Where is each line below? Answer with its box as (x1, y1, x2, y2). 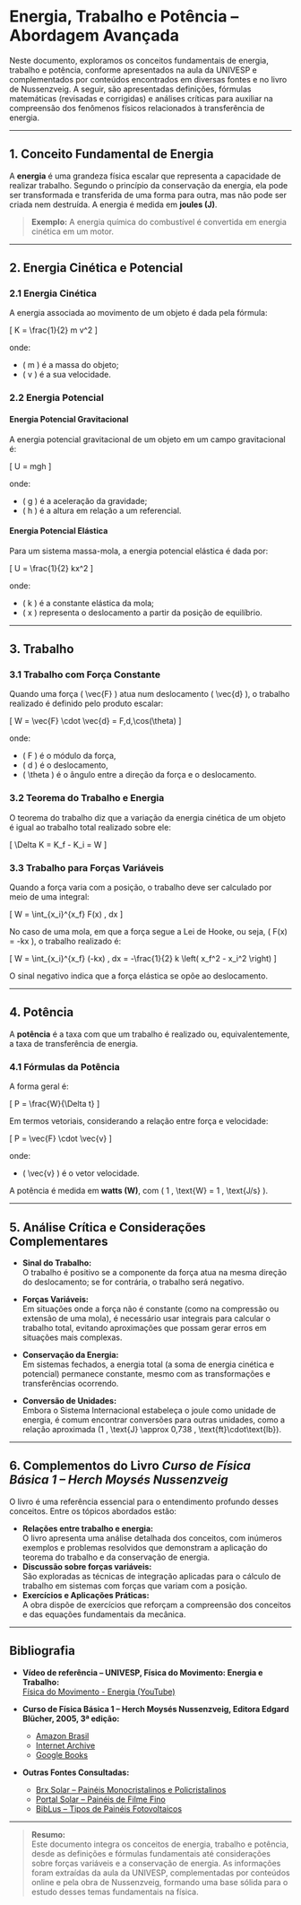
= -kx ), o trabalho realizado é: (9, 935, 122, 947)
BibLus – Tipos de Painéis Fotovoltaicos (35, 1803, 182, 1814)
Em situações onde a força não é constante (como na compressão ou (21, 1303, 279, 1314)
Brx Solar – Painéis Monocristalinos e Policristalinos (35, 1784, 227, 1795)
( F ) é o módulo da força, (21, 751, 116, 761)
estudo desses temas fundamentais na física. (30, 1886, 199, 1897)
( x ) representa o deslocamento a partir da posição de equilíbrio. (21, 607, 262, 618)
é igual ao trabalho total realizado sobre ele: (9, 822, 172, 832)
